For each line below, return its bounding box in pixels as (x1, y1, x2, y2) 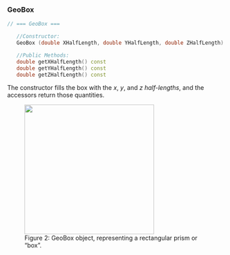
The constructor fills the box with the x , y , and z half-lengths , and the (7, 84, 204, 92)
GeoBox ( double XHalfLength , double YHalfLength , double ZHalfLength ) (16, 39, 224, 46)
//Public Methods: (16, 52, 70, 59)
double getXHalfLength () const (16, 58, 107, 65)
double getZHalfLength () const (16, 71, 107, 78)
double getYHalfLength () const (16, 64, 107, 72)
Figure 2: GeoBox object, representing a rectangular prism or (24, 234, 198, 243)
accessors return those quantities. (7, 91, 105, 100)
